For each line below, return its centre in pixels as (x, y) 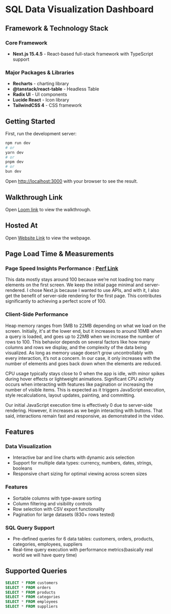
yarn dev (15, 152)
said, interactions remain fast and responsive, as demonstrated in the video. (85, 416)
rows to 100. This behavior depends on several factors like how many (78, 342)
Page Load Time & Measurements (60, 254)
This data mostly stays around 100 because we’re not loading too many (80, 280)
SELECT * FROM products (31, 592)
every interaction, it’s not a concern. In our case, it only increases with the (83, 358)
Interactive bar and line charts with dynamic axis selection (74, 457)
